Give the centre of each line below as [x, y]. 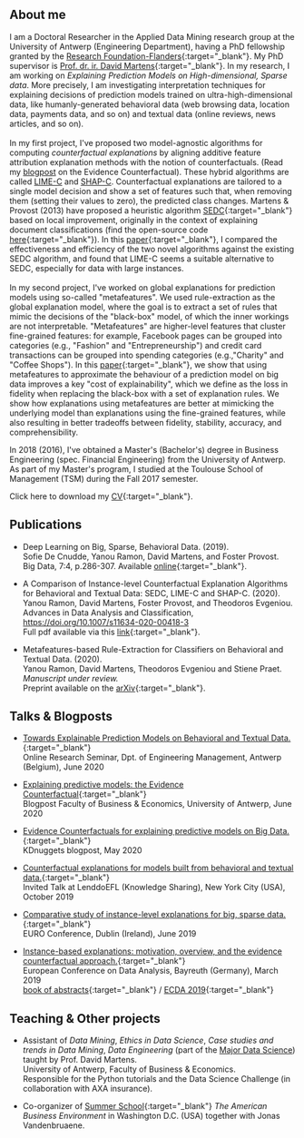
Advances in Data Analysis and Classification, [108, 613]
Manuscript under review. [70, 678]
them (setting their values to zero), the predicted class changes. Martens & [149, 201]
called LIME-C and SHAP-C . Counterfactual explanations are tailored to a [146, 181]
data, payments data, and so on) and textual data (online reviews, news [143, 113]
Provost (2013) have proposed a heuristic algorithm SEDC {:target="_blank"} [151, 210]
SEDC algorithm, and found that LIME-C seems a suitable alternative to [142, 259]
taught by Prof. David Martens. [80, 1060]
